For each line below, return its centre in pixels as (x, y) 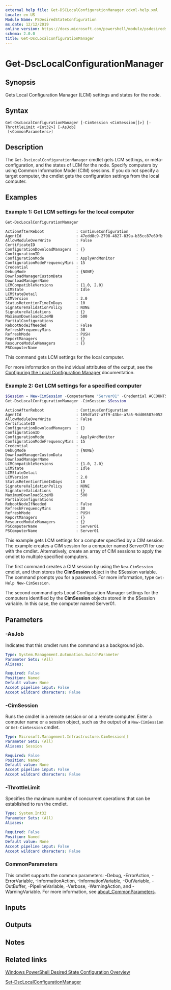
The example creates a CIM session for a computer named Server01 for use (84, 546)
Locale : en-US (20, 15)
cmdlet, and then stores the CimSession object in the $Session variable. (81, 572)
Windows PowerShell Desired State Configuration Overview (68, 972)
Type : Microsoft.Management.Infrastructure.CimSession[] (67, 737)
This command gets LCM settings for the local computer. (65, 357)
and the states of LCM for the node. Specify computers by (96, 165)
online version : (22, 29)
